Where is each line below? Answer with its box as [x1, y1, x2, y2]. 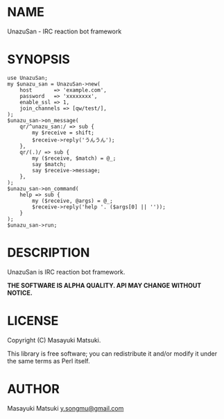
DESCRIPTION [7, 245, 90, 261]
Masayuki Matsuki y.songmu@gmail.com [7, 404, 124, 412]
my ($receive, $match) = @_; [32, 154, 117, 162]
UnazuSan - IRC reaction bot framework [7, 27, 122, 35]
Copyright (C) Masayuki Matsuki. [7, 336, 101, 344]
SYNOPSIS [7, 51, 71, 67]
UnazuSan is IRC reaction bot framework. [7, 268, 126, 276]
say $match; [32, 161, 67, 167]
